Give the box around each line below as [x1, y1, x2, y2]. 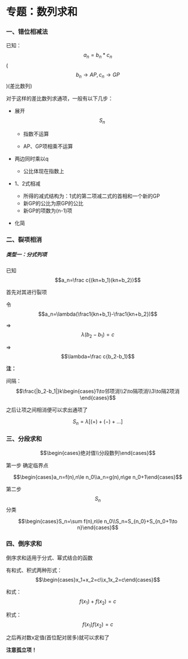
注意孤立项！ [6, 647, 37, 654]
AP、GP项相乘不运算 [23, 143, 73, 150]
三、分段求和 [6, 435, 42, 443]
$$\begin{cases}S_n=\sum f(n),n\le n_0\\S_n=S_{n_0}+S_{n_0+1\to [18, 518, 178, 525]
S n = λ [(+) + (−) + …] [72, 418, 123, 426]
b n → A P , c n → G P [75, 71, 120, 80]
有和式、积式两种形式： [6, 567, 62, 574]
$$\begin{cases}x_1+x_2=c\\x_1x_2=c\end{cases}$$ [35, 576, 161, 583]
